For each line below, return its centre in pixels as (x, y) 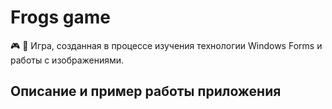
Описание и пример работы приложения (146, 91)
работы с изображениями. (67, 60)
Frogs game (60, 17)
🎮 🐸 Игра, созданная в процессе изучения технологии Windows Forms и (166, 45)
